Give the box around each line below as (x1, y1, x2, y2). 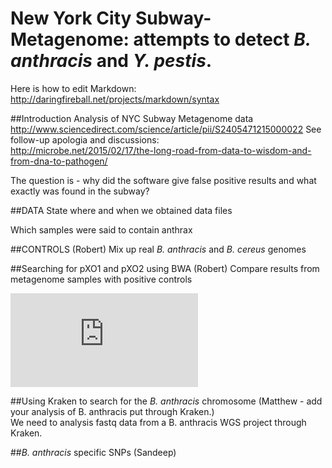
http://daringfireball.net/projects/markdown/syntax (10, 93, 220, 105)
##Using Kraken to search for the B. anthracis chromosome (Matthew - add (10, 395, 323, 407)
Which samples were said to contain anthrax (10, 223, 193, 236)
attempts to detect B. (133, 28, 312, 51)
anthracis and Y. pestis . (10, 50, 213, 72)
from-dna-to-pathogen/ (10, 155, 108, 167)
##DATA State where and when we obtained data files (10, 204, 233, 216)
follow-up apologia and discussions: (10, 133, 160, 146)
